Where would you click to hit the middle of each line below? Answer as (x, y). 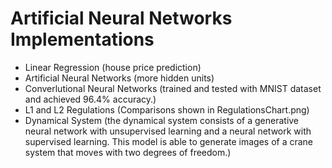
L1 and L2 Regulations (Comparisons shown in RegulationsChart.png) (167, 109)
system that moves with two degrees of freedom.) (128, 152)
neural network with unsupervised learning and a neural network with (168, 131)
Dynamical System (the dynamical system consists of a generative (162, 120)
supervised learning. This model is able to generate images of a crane (169, 141)
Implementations (82, 39)
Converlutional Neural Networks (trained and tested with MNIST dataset (173, 88)
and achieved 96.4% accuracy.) (90, 99)
